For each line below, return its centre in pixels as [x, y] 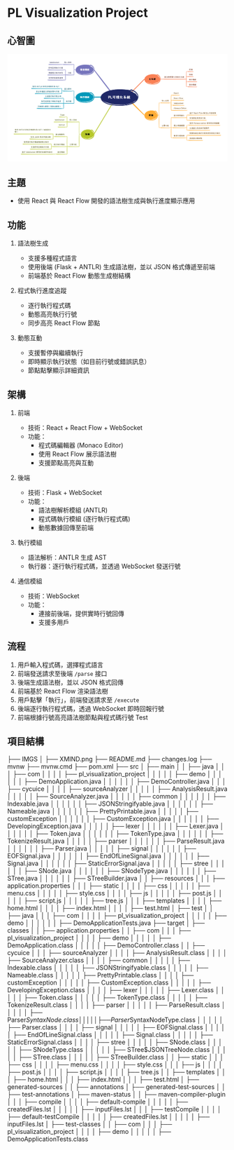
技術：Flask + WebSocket [65, 493]
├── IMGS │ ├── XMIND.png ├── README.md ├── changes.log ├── [110, 759]
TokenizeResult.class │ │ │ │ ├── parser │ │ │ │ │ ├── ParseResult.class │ [116, 1005]
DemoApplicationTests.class [48, 1139]
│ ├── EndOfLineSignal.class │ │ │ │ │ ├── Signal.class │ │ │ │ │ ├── [110, 1034]
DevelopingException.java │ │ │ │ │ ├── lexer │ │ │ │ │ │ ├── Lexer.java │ [116, 826]
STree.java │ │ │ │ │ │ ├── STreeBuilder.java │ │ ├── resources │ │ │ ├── [116, 878]
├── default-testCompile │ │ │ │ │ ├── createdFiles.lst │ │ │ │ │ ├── [109, 1116]
